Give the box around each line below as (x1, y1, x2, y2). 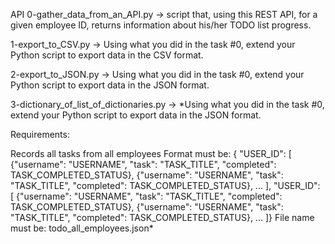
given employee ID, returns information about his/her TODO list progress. (10, 19, 312, 31)
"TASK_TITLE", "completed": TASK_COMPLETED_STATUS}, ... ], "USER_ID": (10, 180, 321, 191)
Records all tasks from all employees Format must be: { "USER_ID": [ (10, 148, 292, 159)
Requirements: (10, 129, 70, 140)
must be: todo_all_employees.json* (10, 222, 154, 234)
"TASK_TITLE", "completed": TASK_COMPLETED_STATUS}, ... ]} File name (10, 212, 315, 223)
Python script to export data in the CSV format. (10, 49, 204, 61)
